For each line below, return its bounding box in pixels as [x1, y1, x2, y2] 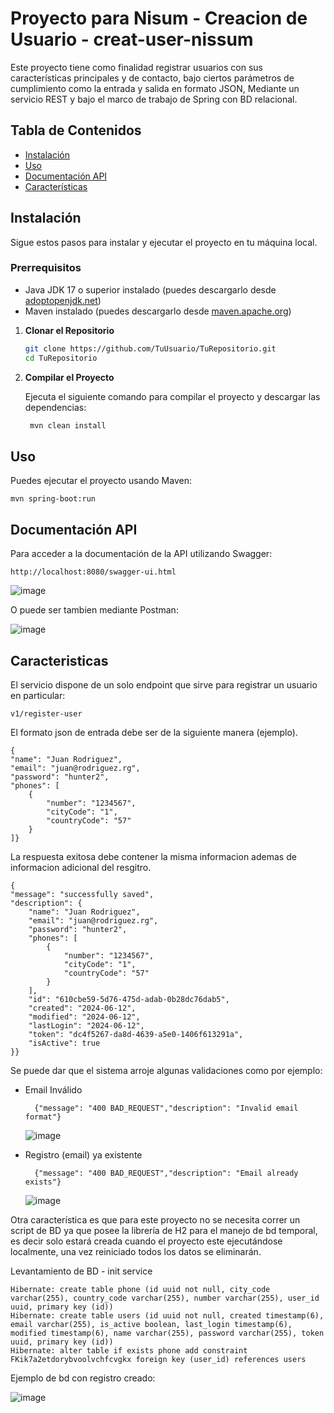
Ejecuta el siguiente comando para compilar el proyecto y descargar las [24, 390, 321, 402]
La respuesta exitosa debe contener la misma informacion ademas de [10, 850, 297, 862]
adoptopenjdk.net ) [24, 294, 102, 306]
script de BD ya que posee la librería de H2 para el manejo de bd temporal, [10, 1224, 318, 1236]
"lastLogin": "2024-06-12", [28, 1020, 145, 1031]
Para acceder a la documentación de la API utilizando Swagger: [10, 548, 273, 560]
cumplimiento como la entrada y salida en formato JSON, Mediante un [10, 82, 300, 94]
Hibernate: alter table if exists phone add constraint [10, 1345, 248, 1356]
